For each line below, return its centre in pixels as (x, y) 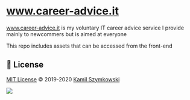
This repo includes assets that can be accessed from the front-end (90, 46)
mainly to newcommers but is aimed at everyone (67, 34)
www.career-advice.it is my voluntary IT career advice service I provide (95, 28)
